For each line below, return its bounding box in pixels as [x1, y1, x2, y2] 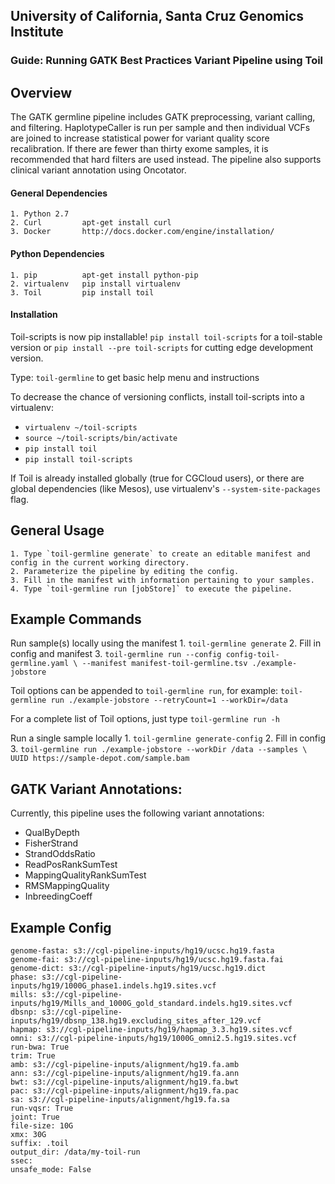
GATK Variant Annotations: [10, 780, 183, 798]
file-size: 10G [10, 1120, 74, 1131]
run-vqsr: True [10, 1103, 74, 1113]
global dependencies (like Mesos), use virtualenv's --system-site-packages [10, 482, 322, 494]
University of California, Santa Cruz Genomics [10, 8, 305, 25]
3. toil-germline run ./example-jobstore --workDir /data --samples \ [10, 743, 308, 755]
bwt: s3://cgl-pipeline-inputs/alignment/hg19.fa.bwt [10, 1077, 240, 1087]
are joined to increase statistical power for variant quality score [10, 132, 270, 144]
